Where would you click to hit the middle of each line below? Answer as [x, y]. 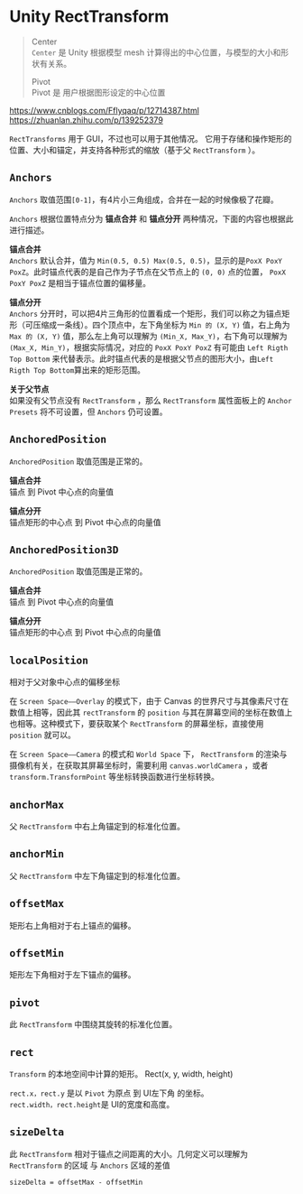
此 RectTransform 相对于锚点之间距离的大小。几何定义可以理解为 [129, 1153]
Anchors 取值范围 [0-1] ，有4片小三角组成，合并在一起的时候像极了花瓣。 [144, 199]
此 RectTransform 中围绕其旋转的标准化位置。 [93, 1024]
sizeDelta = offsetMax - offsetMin [76, 1182]
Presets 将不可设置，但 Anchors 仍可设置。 [89, 412]
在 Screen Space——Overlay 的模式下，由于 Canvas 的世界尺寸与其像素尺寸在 [149, 701]
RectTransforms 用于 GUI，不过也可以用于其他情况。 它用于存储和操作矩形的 [151, 138]
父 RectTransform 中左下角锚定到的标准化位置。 [97, 875]
